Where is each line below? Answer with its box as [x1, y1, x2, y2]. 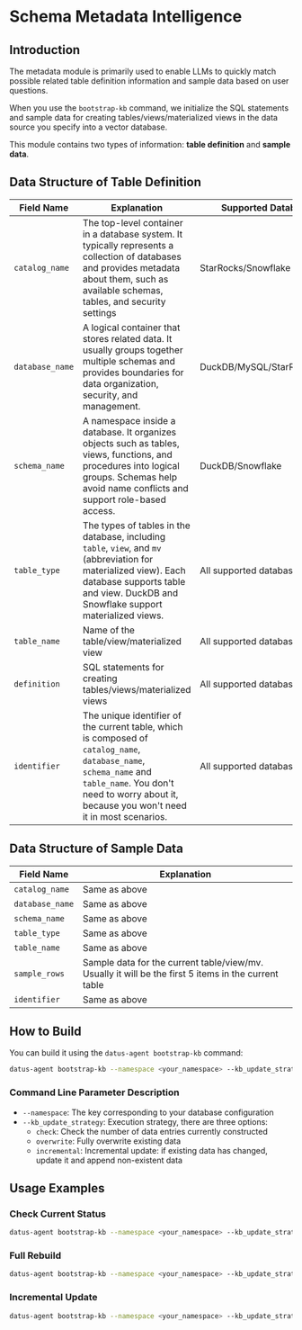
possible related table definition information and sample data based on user [9, 76, 289, 86]
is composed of [82, 732, 148, 744]
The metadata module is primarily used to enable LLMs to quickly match [9, 66, 277, 76]
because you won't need [82, 799, 187, 812]
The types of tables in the [82, 519, 191, 532]
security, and [82, 389, 138, 401]
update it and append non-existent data [35, 1155, 182, 1165]
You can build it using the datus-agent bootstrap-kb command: [9, 1047, 244, 1058]
